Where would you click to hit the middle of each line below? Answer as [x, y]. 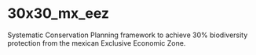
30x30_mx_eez [59, 14]
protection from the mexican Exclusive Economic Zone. [97, 43]
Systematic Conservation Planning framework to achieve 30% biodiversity [128, 35]
